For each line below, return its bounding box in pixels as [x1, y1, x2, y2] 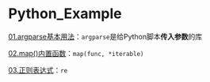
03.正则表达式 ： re [8, 65, 68, 75]
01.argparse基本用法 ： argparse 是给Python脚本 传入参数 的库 [8, 32, 203, 41]
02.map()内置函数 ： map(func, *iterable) [8, 48, 144, 58]
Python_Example [8, 5, 123, 23]
